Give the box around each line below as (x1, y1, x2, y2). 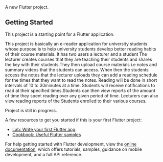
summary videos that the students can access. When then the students (5, 67, 149, 72)
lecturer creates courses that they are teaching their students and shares (5, 56, 153, 62)
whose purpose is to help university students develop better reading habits (5, 46, 157, 52)
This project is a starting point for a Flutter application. (5, 31, 115, 37)
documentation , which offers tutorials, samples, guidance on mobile (5, 146, 142, 152)
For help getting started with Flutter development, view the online (5, 141, 137, 147)
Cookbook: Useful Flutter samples (12, 132, 81, 138)
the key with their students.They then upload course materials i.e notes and (5, 61, 157, 68)
